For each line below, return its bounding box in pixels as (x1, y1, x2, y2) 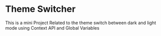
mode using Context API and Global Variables (5, 25, 100, 31)
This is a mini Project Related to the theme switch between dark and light (5, 20, 156, 26)
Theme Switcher (5, 3, 76, 15)
